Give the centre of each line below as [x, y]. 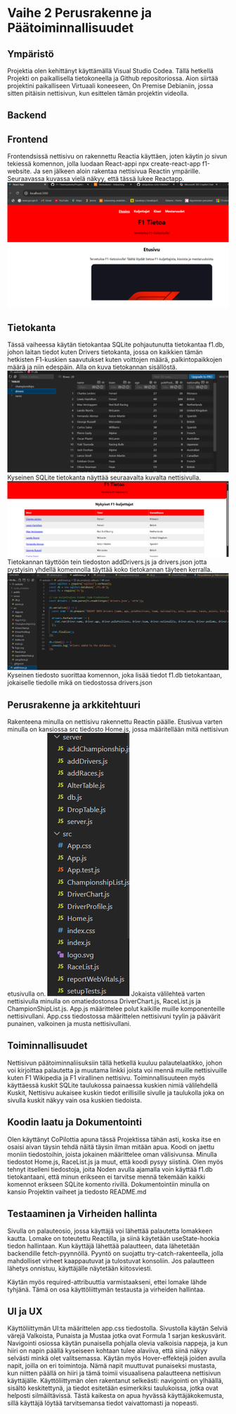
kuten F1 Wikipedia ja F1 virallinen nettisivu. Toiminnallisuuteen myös [106, 1077]
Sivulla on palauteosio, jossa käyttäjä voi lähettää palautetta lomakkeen [110, 1231]
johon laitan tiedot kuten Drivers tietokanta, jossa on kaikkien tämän [105, 352]
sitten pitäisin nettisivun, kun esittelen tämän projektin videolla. [98, 93]
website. [20, 171]
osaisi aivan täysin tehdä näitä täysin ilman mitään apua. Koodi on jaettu [111, 1146]
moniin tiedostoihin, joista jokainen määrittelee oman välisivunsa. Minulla [112, 1154]
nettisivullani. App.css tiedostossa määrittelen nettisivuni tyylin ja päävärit [114, 1016]
